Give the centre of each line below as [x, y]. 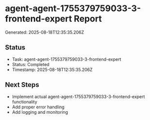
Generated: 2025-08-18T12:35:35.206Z [45, 32]
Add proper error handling [38, 107]
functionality [25, 102]
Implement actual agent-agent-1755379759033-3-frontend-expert [78, 96]
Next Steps [22, 85]
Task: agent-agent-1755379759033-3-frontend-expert [67, 59]
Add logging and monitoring [40, 112]
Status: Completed [31, 64]
